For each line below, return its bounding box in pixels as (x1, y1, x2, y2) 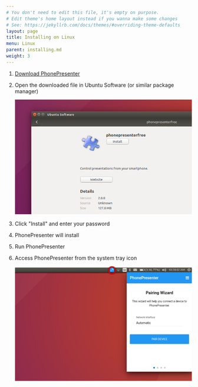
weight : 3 (6, 53, 31, 59)
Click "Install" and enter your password (14, 220, 110, 227)
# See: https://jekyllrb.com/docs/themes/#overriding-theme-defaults (6, 22, 181, 28)
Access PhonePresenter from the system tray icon (14, 254, 137, 262)
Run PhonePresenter (14, 243, 65, 250)
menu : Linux (6, 41, 35, 47)
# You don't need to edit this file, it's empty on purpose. (6, 9, 160, 15)
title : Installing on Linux (6, 34, 75, 41)
